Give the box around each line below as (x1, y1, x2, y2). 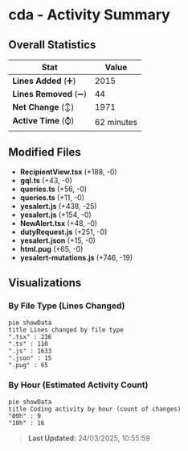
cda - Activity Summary (8, 6, 170, 24)
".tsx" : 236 (8, 332, 52, 340)
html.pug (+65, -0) (19, 244, 84, 253)
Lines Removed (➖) (12, 89, 87, 99)
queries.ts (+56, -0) (19, 184, 88, 194)
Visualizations (8, 276, 82, 290)
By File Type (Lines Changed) (8, 300, 125, 311)
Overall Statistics (8, 38, 96, 52)
